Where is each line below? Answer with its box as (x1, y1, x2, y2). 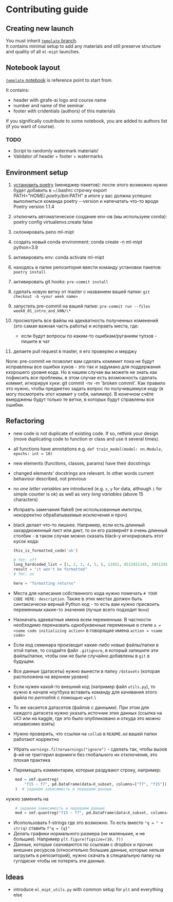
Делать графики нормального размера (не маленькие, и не (13, 831, 145, 837)
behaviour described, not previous (13, 475, 86, 482)
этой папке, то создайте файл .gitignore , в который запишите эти (13, 647, 159, 653)
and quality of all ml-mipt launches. (6, 49, 80, 54)
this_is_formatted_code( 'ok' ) (13, 548, 79, 553)
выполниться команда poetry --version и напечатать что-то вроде (13, 198, 159, 204)
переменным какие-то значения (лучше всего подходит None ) (13, 606, 149, 612)
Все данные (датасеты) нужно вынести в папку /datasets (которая (13, 668, 160, 674)
